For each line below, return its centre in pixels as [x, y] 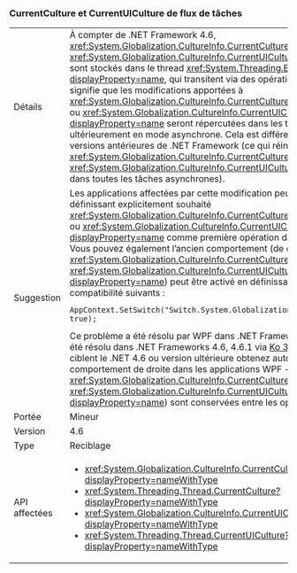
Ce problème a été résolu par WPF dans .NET [164, 337]
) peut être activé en [206, 282]
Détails [28, 107]
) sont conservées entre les [221, 403]
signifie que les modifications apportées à [156, 90]
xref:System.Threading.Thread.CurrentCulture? [183, 492]
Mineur [84, 417]
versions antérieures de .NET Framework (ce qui [170, 146]
